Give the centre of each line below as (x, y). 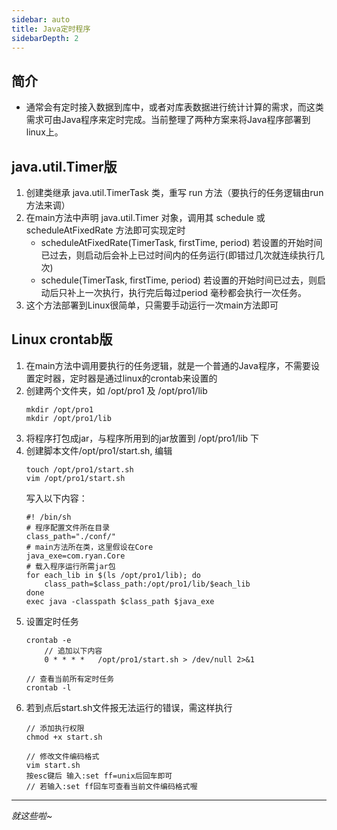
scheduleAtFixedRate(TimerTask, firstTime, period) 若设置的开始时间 (181, 242)
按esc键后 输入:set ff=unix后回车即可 (99, 776)
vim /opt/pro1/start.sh (75, 478)
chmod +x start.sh (64, 737)
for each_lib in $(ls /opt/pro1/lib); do (113, 575)
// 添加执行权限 (55, 728)
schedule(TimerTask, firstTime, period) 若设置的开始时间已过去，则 (179, 280)
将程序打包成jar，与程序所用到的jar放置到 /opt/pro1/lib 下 (142, 438)
